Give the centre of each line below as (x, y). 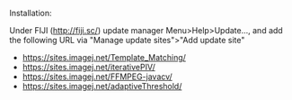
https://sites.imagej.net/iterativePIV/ (88, 67)
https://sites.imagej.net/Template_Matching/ (104, 57)
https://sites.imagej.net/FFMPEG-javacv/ (97, 77)
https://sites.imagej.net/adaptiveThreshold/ (102, 86)
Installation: (31, 13)
